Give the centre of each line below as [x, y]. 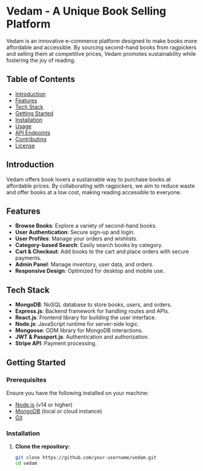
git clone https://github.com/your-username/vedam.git [86, 458]
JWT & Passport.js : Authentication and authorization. [82, 337]
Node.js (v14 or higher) [44, 404]
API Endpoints [32, 132]
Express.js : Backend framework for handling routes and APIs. [92, 311]
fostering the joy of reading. [41, 60]
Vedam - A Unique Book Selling [86, 11]
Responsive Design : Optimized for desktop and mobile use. [90, 271]
